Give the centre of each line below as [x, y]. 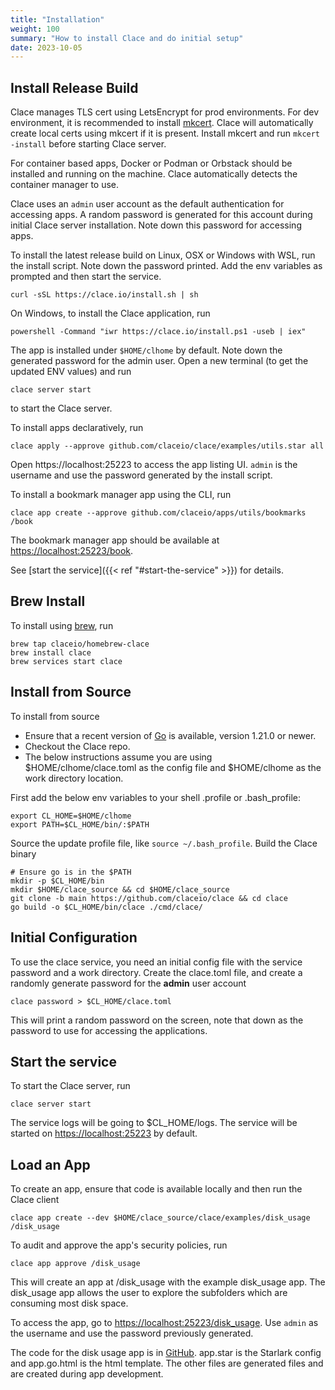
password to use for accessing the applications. [109, 1030]
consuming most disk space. [69, 1303]
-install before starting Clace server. [88, 144]
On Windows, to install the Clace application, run [110, 313]
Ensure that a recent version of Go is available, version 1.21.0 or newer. [170, 735]
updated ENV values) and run [71, 372]
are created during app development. [87, 1374]
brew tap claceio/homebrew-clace [80, 644]
